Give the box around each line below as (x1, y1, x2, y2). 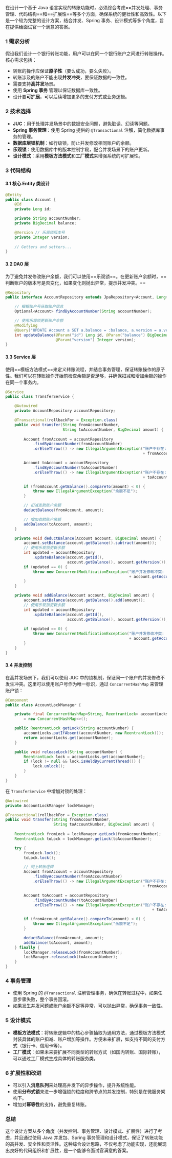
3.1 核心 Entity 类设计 (5, 181, 50, 187)
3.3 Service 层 (5, 354, 36, 360)
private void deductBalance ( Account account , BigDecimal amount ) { (14, 536, 161, 541)
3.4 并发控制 (5, 662, 32, 668)
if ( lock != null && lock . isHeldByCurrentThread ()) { (24, 759, 141, 764)
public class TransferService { (5, 394, 74, 399)
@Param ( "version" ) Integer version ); (55, 337, 137, 342)
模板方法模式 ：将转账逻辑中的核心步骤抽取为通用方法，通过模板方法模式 (12, 1029, 165, 1036)
